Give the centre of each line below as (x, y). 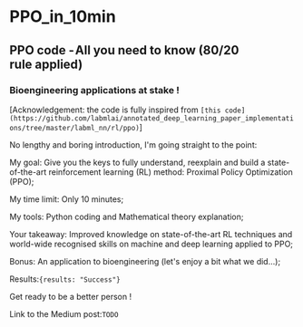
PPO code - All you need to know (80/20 (124, 50)
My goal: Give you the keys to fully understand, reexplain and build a (137, 162)
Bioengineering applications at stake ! (94, 90)
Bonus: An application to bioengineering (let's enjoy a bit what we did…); (145, 261)
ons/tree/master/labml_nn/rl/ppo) (75, 128)
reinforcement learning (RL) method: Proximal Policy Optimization (171, 172)
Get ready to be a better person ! (71, 296)
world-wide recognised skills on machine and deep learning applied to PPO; (151, 244)
